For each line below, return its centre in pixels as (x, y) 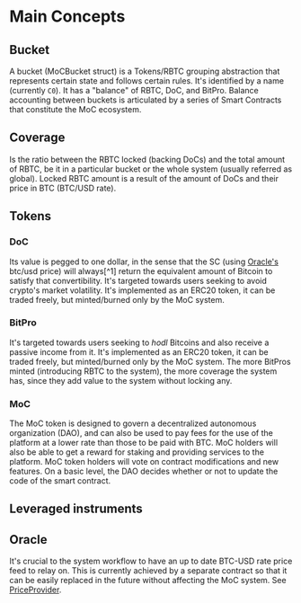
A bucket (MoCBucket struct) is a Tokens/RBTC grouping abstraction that (145, 71)
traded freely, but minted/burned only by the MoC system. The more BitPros (150, 361)
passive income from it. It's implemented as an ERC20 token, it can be (139, 351)
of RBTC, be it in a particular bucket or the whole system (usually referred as (151, 169)
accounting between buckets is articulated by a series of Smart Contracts (146, 100)
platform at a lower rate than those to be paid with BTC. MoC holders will (144, 443)
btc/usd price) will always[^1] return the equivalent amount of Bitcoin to (141, 270)
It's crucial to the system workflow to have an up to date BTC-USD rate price (151, 561)
